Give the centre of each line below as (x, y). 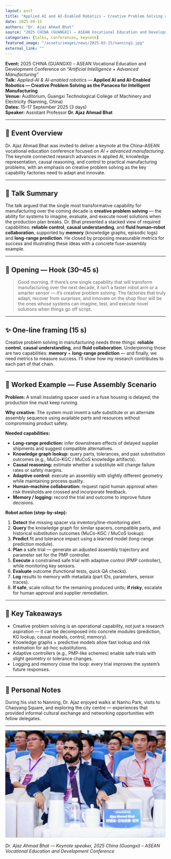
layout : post (19, 11)
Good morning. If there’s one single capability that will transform (85, 282)
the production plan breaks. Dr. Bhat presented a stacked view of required (83, 222)
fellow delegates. (23, 719)
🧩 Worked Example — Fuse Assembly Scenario (81, 385)
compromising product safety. (37, 423)
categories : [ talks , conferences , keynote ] (52, 38)
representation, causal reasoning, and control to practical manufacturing (81, 162)
